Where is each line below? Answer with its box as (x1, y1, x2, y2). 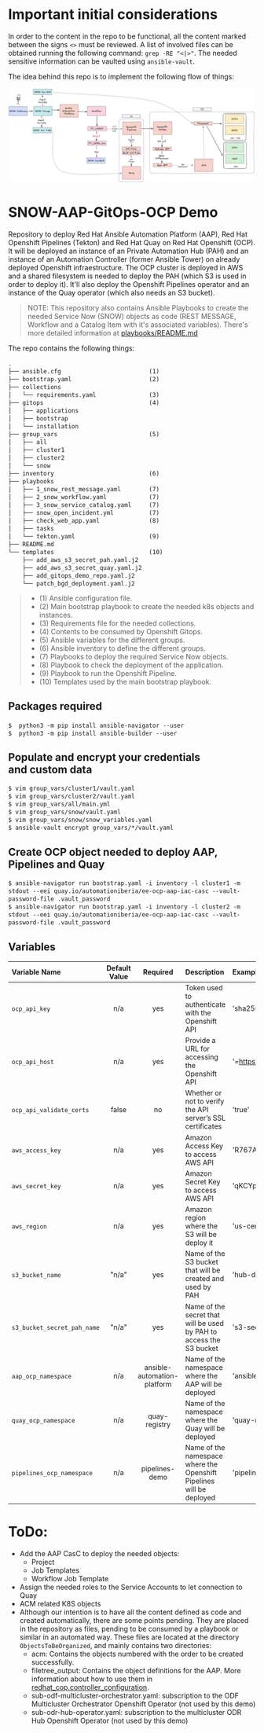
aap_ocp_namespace (11, 1372, 72, 1380)
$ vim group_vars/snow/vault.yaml (8, 808, 122, 817)
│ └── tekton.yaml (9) (8, 532, 159, 540)
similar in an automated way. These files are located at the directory (19, 1632, 240, 1642)
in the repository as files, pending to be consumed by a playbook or (19, 1624, 239, 1633)
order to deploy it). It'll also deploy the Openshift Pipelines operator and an (8, 279, 250, 288)
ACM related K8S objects (19, 1599, 101, 1608)
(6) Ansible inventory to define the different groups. (38, 643, 207, 653)
